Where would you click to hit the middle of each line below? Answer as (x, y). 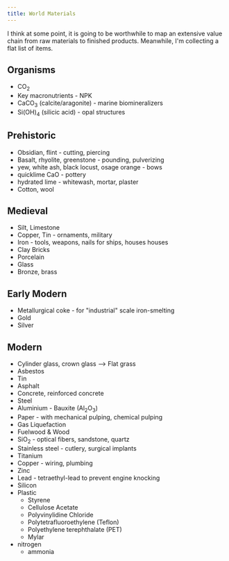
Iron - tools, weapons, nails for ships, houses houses (93, 242)
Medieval (28, 211)
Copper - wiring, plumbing (55, 463)
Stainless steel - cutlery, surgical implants (77, 448)
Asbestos (31, 371)
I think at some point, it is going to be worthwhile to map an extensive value (115, 33)
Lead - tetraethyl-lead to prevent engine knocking (88, 478)
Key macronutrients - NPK (54, 96)
